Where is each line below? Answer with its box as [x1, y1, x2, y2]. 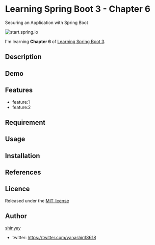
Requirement [5, 118, 46, 127]
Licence [5, 185, 30, 193]
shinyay [5, 225, 21, 231]
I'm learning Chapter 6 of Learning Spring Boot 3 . [5, 38, 105, 45]
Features [5, 86, 33, 94]
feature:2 [12, 104, 31, 110]
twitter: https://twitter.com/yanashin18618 [12, 234, 97, 240]
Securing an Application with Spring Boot [5, 20, 88, 25]
